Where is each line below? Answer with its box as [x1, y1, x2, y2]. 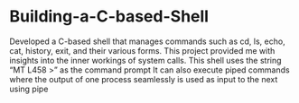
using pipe [9, 83, 49, 94]
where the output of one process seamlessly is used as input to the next [9, 73, 278, 84]
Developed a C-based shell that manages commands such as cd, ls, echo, [9, 36, 286, 47]
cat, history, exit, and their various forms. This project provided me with [9, 45, 276, 56]
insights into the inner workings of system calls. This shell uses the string [9, 55, 282, 65]
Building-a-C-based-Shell [9, 6, 210, 27]
